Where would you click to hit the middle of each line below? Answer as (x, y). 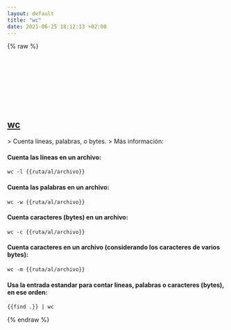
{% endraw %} (28, 320)
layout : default (31, 14)
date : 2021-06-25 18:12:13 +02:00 (57, 26)
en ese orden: (27, 292)
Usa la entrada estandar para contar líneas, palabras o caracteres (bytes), (115, 285)
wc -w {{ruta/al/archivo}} (46, 202)
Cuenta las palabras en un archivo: (58, 187)
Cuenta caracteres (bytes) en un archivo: (68, 217)
